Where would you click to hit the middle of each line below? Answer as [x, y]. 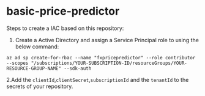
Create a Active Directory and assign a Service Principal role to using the [107, 40]
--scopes [17, 63]
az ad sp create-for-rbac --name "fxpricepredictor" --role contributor [101, 57]
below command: [37, 46]
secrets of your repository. [40, 86]
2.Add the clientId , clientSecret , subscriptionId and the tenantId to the [98, 79]
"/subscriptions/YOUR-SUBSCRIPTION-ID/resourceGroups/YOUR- [109, 63]
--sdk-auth [78, 68]
